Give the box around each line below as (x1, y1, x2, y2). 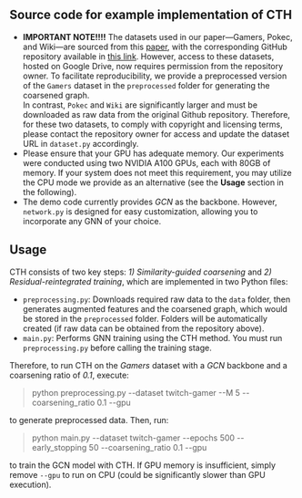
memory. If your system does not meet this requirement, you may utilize (22, 167, 293, 178)
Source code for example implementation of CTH (9, 7, 293, 23)
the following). (22, 186, 77, 197)
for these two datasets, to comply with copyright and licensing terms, (22, 119, 284, 130)
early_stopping (31, 441, 87, 452)
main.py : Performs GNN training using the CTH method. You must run (22, 332, 283, 343)
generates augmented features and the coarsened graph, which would (22, 303, 288, 314)
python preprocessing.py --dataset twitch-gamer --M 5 (31, 387, 241, 398)
